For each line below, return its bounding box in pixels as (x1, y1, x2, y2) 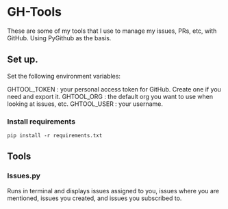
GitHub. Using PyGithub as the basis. (7, 33, 112, 42)
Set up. (7, 54, 39, 66)
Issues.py (7, 171, 41, 181)
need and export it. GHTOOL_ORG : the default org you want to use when (7, 92, 214, 100)
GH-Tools (7, 4, 62, 20)
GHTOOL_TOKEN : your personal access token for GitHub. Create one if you (7, 85, 221, 93)
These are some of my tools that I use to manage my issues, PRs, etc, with (7, 27, 217, 35)
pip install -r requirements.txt (7, 133, 103, 139)
